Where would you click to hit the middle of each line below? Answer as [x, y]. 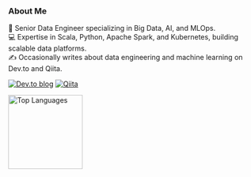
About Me [28, 11]
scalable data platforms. [48, 48]
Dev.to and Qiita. [35, 69]
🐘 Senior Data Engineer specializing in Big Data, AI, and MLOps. [112, 28]
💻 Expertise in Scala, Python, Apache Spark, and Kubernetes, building [124, 37]
